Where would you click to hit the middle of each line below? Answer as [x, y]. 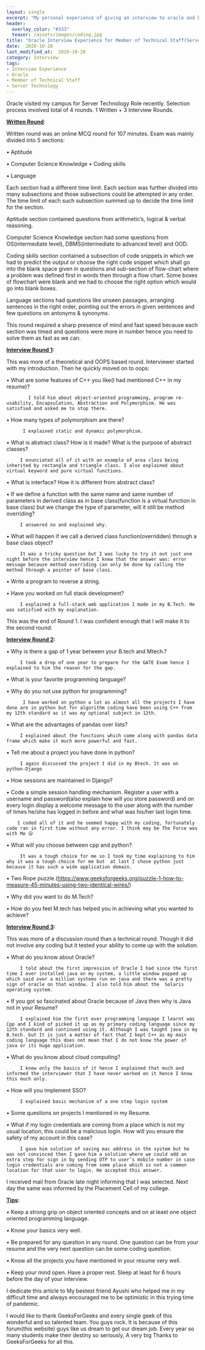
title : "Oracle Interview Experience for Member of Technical [87, 40]
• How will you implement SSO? [46, 1090]
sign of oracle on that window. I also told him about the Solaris [95, 984]
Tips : [13, 1200]
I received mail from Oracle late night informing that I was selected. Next [97, 1182]
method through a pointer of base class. [60, 570]
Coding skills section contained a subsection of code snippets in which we [100, 256]
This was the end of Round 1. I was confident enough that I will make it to [98, 621]
